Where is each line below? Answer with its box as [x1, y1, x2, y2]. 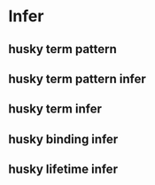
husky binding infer [8, 131, 119, 147]
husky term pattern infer [8, 71, 147, 86]
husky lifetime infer [8, 162, 119, 177]
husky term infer [8, 102, 103, 117]
